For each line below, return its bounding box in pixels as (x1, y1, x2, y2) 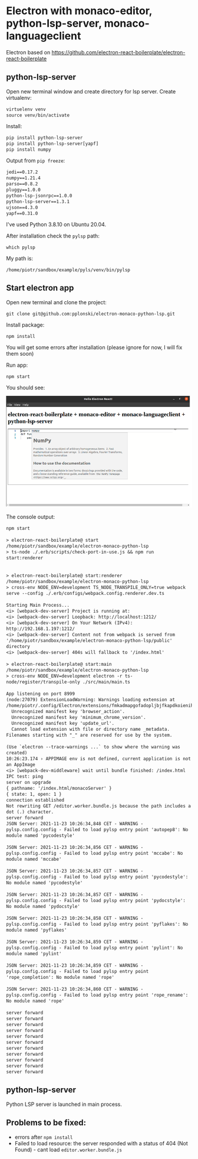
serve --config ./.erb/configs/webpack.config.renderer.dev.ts (6, 590, 165, 596)
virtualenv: (6, 94, 32, 101)
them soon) (6, 350, 34, 357)
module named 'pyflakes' (6, 927, 67, 933)
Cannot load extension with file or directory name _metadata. (11, 726, 170, 732)
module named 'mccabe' (6, 856, 62, 862)
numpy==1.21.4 (6, 175, 41, 181)
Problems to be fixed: (6, 1118, 87, 1128)
